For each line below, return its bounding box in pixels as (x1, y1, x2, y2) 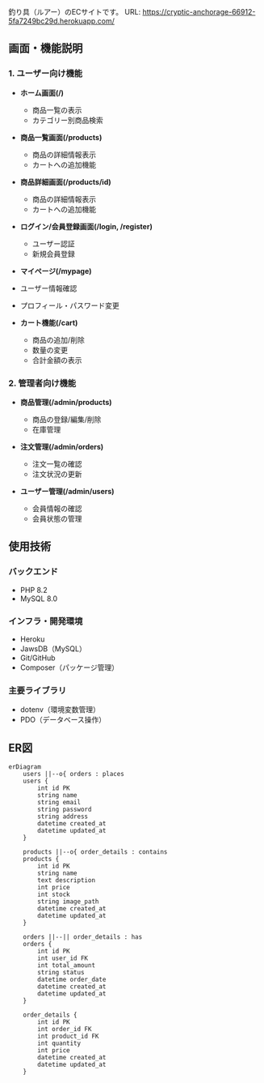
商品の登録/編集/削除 (31, 414, 102, 424)
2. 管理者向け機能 (8, 377, 77, 389)
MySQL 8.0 (19, 594, 58, 603)
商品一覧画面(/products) (19, 132, 103, 142)
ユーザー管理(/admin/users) (19, 486, 115, 496)
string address (37, 812, 89, 821)
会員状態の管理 (31, 514, 82, 523)
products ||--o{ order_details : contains (23, 848, 168, 856)
